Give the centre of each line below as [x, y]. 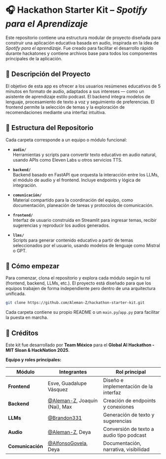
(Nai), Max [60, 407]
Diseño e [113, 380]
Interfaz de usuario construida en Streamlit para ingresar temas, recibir [85, 220]
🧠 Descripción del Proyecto [48, 74]
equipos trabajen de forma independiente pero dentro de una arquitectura [81, 289]
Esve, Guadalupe [67, 383]
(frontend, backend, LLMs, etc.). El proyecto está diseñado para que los [79, 283]
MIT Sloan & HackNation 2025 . [38, 350]
